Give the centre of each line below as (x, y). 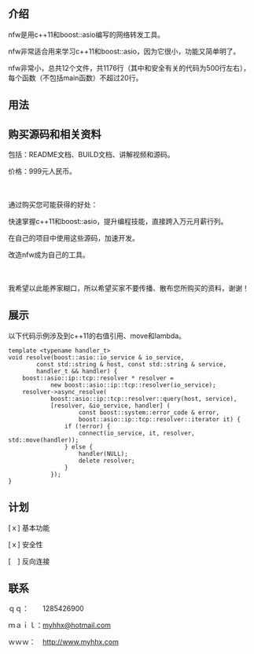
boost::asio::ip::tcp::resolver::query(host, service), (144, 399)
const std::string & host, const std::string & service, (131, 364)
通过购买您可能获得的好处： (53, 205)
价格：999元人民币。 (42, 171)
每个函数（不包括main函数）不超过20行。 (75, 78)
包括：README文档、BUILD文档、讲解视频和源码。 (91, 155)
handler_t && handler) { (77, 371)
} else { (78, 446)
